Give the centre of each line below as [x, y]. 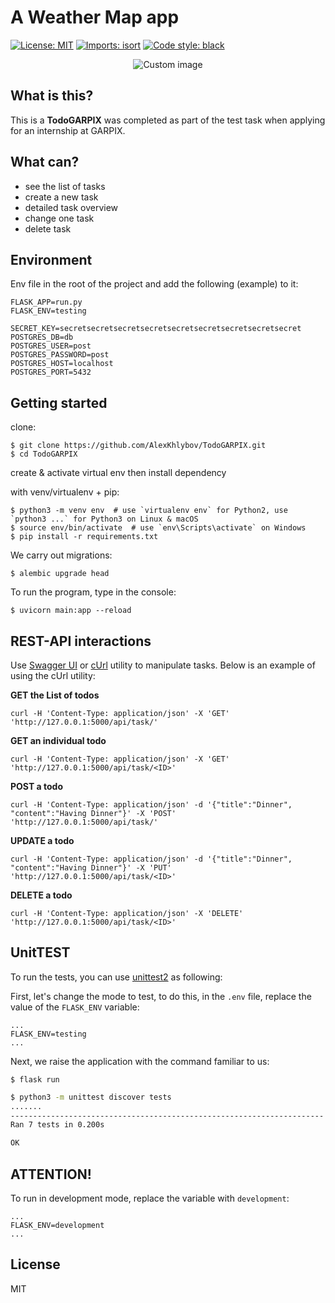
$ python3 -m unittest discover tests [91, 1097]
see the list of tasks [65, 186]
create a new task [61, 197]
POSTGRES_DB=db [42, 337]
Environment [51, 259]
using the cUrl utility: [53, 675]
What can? [45, 162]
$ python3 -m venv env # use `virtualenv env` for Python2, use [149, 511]
